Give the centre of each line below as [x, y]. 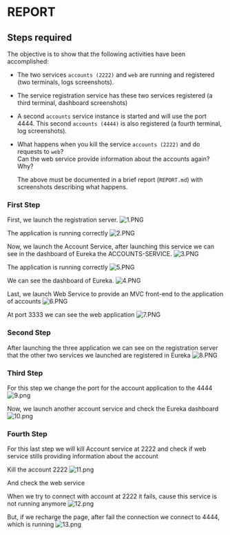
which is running [31, 525]
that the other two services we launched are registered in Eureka [99, 355]
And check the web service [46, 483]
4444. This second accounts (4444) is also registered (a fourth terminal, [119, 124]
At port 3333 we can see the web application [71, 315]
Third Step [25, 373]
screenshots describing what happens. [72, 187]
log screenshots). [42, 131]
